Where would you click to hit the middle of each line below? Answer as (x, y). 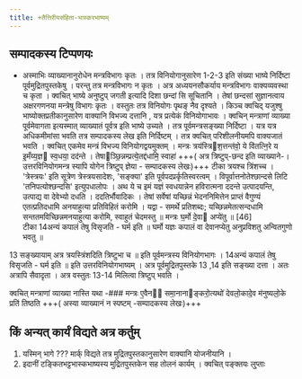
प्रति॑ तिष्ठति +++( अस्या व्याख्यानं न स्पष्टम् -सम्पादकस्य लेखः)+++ (106, 304)
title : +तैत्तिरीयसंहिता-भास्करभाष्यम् (59, 18)
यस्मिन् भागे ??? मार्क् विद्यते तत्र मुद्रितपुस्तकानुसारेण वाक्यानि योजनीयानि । (127, 354)
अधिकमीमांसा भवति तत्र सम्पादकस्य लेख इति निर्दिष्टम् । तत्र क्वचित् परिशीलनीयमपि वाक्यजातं (152, 137)
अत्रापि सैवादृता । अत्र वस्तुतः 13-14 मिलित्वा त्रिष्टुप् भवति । (94, 276)
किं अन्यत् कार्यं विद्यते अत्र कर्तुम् (75, 332)
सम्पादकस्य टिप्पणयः (51, 54)
